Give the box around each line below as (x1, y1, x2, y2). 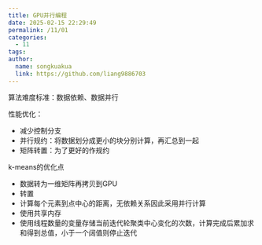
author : (8, 56, 34, 64)
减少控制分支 (19, 126, 61, 135)
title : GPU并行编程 (8, 11, 68, 20)
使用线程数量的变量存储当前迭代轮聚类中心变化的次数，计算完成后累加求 (19, 218, 254, 228)
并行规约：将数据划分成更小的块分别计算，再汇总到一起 (19, 135, 199, 145)
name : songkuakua (15, 63, 72, 71)
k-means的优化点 (8, 162, 65, 171)
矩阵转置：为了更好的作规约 (19, 145, 110, 155)
